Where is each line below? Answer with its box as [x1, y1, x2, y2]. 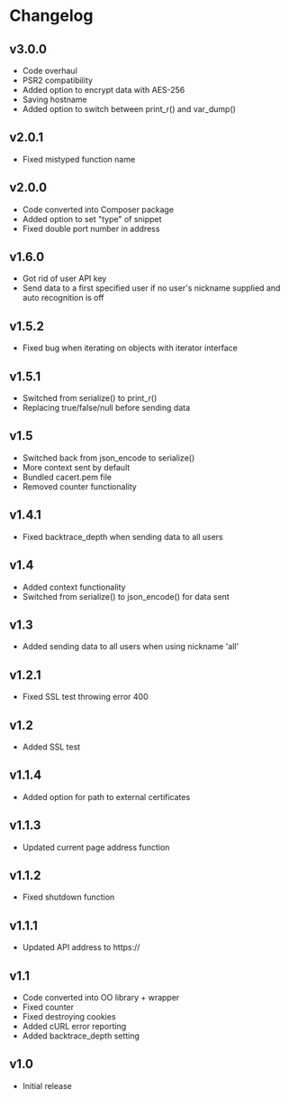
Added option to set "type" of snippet [22, 213, 162, 224]
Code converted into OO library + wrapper [22, 992, 180, 1002]
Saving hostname [22, 94, 87, 105]
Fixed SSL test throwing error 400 [22, 692, 149, 703]
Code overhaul [22, 65, 78, 76]
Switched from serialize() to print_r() [22, 393, 158, 404]
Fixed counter [22, 1001, 75, 1012]
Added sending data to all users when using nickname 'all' [22, 641, 239, 652]
